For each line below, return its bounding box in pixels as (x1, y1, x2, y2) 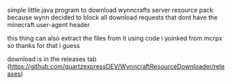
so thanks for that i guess (7, 42, 80, 49)
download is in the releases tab (7, 55, 97, 63)
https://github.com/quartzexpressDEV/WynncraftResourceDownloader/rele (9, 62, 225, 70)
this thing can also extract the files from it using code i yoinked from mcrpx (7, 34, 223, 42)
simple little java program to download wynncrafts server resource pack (7, 6, 214, 14)
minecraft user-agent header (7, 21, 91, 28)
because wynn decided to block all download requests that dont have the (7, 13, 218, 22)
